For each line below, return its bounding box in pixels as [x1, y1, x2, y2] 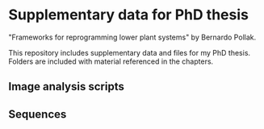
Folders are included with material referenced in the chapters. [8, 56, 214, 66]
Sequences [8, 107, 67, 121]
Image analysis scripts [8, 80, 125, 94]
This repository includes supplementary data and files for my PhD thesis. [8, 48, 251, 57]
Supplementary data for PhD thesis [8, 6, 249, 24]
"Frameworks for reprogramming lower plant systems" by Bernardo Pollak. [8, 32, 257, 42]
